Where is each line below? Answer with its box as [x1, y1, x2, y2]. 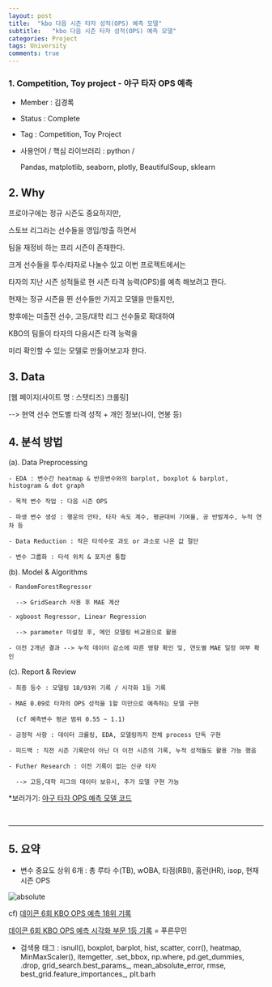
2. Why [8, 185, 45, 199]
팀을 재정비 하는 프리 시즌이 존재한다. [8, 243, 125, 252]
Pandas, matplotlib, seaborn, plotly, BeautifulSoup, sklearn [19, 163, 216, 172]
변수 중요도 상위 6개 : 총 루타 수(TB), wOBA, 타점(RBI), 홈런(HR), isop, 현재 [19, 865, 259, 875]
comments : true [8, 49, 60, 57]
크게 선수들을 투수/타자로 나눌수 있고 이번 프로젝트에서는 [8, 260, 186, 269]
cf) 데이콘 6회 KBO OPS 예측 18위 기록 [8, 908, 132, 918]
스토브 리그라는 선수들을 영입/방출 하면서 [8, 226, 137, 235]
